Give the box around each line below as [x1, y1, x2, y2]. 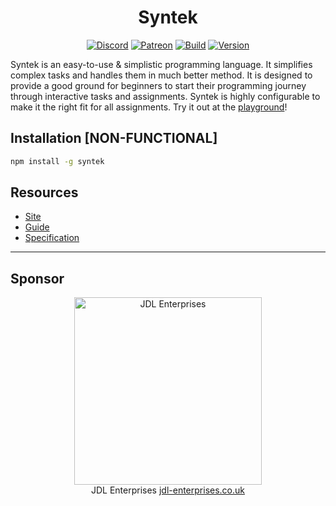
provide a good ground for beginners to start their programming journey [10, 79, 307, 91]
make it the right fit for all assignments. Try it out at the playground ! [10, 101, 288, 113]
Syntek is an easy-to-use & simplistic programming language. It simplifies [10, 58, 313, 70]
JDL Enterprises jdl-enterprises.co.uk [90, 484, 246, 496]
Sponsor [10, 270, 65, 287]
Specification [24, 232, 80, 244]
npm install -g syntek [10, 156, 105, 166]
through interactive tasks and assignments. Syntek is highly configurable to [10, 90, 321, 102]
